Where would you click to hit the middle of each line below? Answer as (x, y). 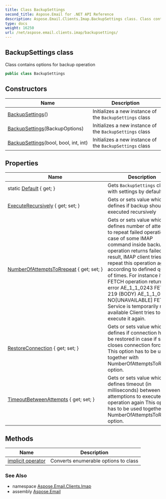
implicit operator (27, 461)
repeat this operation (132, 263)
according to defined (132, 269)
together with (123, 357)
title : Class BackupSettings (35, 10)
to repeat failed (125, 232)
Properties (22, 163)
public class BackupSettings (35, 74)
